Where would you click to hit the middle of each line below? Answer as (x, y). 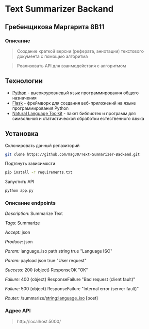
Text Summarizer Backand (59, 9)
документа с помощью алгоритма (52, 56)
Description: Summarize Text (34, 214)
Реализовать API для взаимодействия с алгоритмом (71, 66)
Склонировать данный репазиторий (42, 145)
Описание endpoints (30, 203)
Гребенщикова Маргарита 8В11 (55, 27)
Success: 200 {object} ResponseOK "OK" (47, 270)
